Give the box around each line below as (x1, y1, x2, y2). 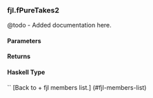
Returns (7, 52, 31, 60)
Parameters (7, 36, 41, 45)
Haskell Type (7, 68, 45, 77)
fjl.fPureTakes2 (7, 5, 60, 15)
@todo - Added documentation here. (7, 21, 112, 29)
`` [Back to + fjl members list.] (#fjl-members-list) (7, 83, 147, 91)
